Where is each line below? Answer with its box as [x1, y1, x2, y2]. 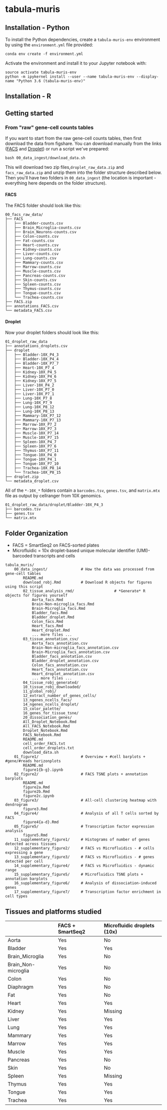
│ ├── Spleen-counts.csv [5, 282, 61, 287]
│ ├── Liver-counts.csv [5, 252, 59, 257]
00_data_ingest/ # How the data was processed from [14, 567, 155, 572]
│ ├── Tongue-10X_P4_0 [5, 452, 57, 458]
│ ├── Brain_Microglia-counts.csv [5, 225, 81, 230]
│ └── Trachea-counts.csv [5, 295, 64, 300]
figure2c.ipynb [23, 794, 55, 799]
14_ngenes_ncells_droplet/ [23, 702, 79, 707]
